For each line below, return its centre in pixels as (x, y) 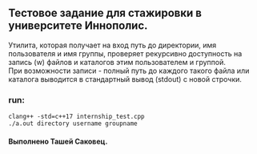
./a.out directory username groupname (73, 124)
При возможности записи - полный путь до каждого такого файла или (129, 71)
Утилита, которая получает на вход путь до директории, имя (112, 45)
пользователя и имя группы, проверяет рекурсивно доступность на (125, 53)
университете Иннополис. (78, 26)
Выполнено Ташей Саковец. (58, 141)
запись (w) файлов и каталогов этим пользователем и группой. (117, 62)
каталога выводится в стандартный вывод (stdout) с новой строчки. (125, 79)
